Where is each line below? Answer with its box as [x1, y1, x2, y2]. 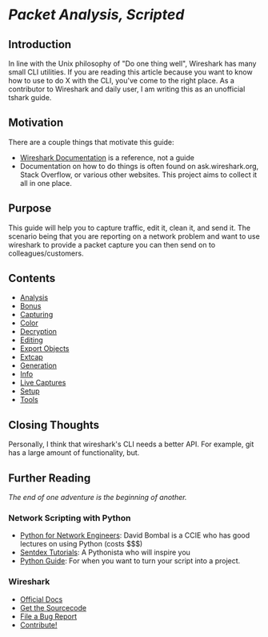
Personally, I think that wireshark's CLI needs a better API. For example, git [8, 439, 254, 450]
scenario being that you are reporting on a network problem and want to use [8, 231, 260, 241]
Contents [8, 272, 56, 285]
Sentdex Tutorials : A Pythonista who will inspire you [19, 547, 190, 558]
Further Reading [8, 471, 91, 485]
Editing [19, 335, 44, 345]
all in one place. [19, 178, 72, 187]
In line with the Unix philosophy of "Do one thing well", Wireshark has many [8, 58, 257, 68]
